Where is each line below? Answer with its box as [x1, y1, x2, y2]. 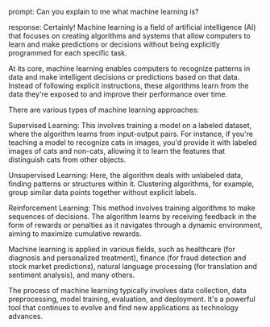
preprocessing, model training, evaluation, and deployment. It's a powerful [8, 294, 255, 304]
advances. [8, 312, 44, 321]
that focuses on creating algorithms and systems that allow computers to [8, 31, 251, 40]
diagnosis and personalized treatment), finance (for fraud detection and [8, 253, 247, 263]
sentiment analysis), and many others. [8, 270, 135, 279]
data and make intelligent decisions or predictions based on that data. [8, 72, 240, 81]
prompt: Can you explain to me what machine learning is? [8, 7, 199, 16]
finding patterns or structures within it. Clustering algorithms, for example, [8, 179, 255, 188]
